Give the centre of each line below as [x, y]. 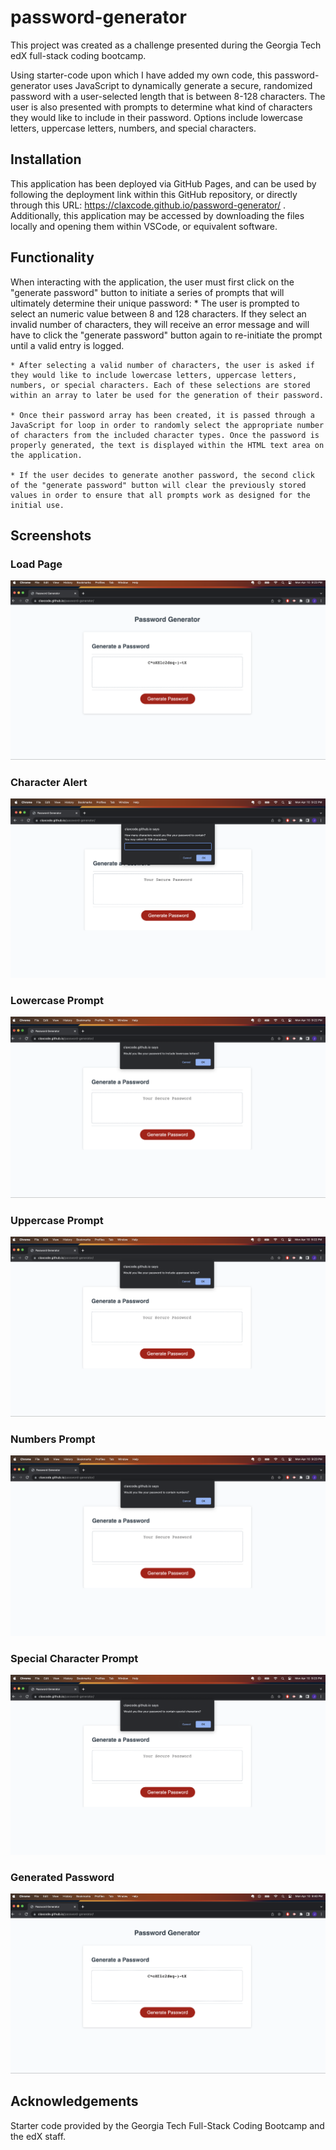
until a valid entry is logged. [67, 345]
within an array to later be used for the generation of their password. [167, 395]
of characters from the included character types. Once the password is [165, 435]
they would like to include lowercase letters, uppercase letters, [154, 375]
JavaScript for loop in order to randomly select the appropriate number [167, 425]
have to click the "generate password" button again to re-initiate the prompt [166, 335]
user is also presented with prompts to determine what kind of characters [161, 107]
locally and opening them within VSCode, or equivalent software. [144, 226]
